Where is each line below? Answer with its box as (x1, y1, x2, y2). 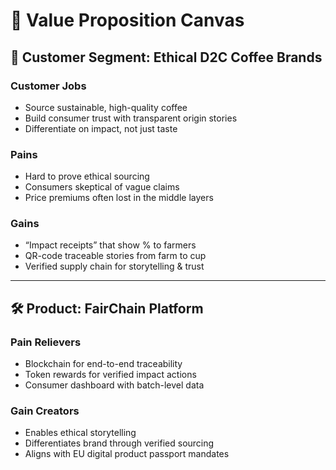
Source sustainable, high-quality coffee (24, 101, 188, 113)
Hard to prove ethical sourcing (24, 170, 150, 183)
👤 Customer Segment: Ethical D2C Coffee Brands (10, 49, 323, 66)
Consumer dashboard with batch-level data (24, 379, 205, 391)
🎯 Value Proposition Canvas (10, 9, 245, 32)
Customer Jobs (10, 79, 87, 93)
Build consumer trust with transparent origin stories (24, 112, 238, 124)
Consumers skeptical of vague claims (24, 181, 180, 193)
